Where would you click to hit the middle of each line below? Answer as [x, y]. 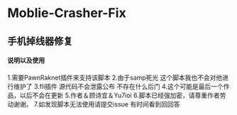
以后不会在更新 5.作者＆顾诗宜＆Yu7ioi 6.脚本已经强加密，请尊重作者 [120, 95]
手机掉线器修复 [40, 41]
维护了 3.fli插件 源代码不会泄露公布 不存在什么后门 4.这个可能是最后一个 [118, 86]
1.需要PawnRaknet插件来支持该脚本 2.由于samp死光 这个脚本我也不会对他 [115, 77]
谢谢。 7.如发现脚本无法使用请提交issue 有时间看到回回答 [97, 104]
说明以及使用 [26, 60]
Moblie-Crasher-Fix [67, 13]
